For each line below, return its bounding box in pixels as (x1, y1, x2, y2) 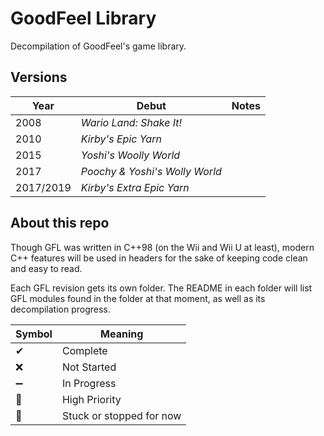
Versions (10, 69, 68, 86)
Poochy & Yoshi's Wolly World (80, 164, 222, 178)
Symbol (15, 327, 53, 341)
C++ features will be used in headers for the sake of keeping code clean (10, 252, 308, 264)
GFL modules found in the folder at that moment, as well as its (10, 292, 266, 304)
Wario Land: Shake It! (80, 115, 183, 129)
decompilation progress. (10, 303, 111, 315)
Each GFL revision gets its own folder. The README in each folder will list (10, 282, 313, 294)
